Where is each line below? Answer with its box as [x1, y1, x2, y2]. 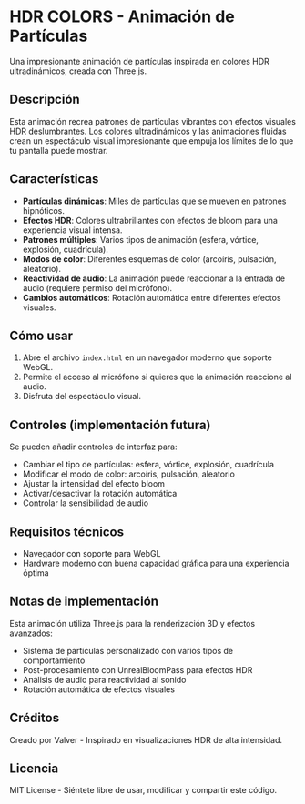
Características [9, 171, 99, 187]
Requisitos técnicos [9, 524, 125, 539]
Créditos [9, 710, 60, 726]
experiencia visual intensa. [22, 225, 123, 236]
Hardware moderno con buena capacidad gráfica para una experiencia [22, 558, 290, 568]
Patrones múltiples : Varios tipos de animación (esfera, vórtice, [22, 234, 259, 245]
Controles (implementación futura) [9, 417, 211, 433]
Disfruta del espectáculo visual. [22, 391, 141, 402]
